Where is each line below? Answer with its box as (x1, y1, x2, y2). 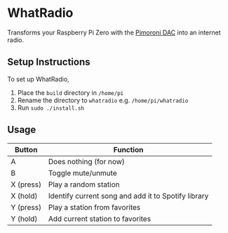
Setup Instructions (7, 56, 90, 68)
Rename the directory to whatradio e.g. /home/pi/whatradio (17, 96, 189, 104)
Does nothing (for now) (48, 156, 125, 166)
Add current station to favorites (48, 213, 152, 223)
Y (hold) (11, 213, 38, 223)
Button (14, 144, 38, 154)
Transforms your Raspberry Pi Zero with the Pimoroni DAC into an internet (7, 28, 221, 37)
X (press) (11, 180, 42, 189)
